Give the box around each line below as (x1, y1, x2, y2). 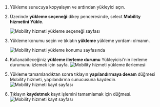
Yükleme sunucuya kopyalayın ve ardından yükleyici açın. (9, 4, 125, 10)
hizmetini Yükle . (9, 19, 43, 24)
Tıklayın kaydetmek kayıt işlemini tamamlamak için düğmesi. (9, 91, 132, 97)
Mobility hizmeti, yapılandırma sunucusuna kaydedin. (9, 77, 117, 82)
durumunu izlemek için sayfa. (9, 62, 69, 67)
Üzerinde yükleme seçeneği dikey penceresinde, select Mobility (9, 14, 141, 19)
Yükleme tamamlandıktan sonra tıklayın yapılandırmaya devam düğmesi (9, 71, 155, 77)
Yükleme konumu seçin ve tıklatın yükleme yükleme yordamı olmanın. (9, 38, 150, 43)
